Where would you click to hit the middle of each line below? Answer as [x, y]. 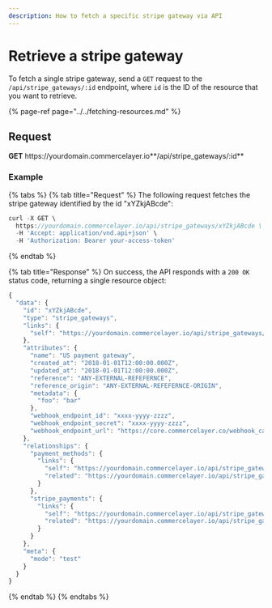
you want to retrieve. [43, 96]
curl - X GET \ [32, 218]
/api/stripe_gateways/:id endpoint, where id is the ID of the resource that [133, 87]
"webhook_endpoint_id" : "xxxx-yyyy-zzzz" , [102, 416]
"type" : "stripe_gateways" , [70, 318]
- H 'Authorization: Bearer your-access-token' [96, 241]
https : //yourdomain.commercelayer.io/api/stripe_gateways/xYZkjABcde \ [139, 226]
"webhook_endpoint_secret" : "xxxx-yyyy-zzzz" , [110, 423]
